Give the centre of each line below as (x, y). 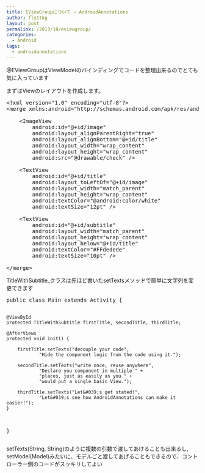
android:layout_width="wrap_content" (88, 145)
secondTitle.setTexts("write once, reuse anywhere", (86, 365)
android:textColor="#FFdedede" (79, 249)
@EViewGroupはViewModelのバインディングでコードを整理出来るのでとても (102, 70)
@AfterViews (21, 333)
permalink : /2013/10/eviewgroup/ (49, 29)
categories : (21, 35)
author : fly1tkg (27, 18)
